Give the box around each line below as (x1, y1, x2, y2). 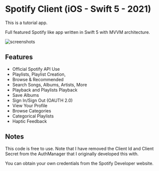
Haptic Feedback (12, 118, 47, 124)
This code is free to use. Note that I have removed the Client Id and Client (5, 145, 154, 151)
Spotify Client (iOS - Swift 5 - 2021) (5, 3, 152, 15)
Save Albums (12, 92, 39, 98)
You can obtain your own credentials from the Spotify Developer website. (5, 160, 154, 166)
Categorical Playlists (12, 113, 54, 119)
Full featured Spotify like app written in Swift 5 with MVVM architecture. (5, 29, 150, 35)
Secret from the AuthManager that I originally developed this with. (5, 151, 139, 157)
